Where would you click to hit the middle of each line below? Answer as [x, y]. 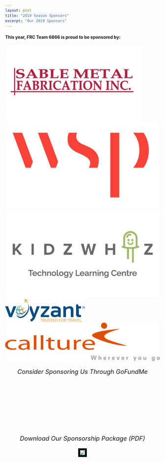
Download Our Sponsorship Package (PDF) [82, 439]
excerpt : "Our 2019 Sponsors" [36, 21]
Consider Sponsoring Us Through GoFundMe [82, 372]
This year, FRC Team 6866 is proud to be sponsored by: [63, 37]
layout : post [18, 10]
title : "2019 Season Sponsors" [37, 15]
